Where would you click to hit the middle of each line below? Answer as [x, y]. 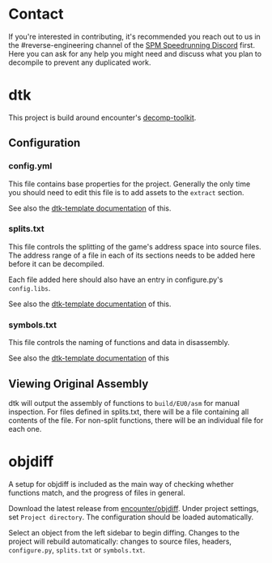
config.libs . [30, 288]
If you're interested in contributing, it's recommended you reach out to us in [134, 36]
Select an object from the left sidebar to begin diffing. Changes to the [124, 532]
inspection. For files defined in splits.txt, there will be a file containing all [129, 412]
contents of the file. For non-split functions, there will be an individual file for [136, 420]
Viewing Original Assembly [79, 384]
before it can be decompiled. [57, 263]
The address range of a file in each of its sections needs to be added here [132, 255]
